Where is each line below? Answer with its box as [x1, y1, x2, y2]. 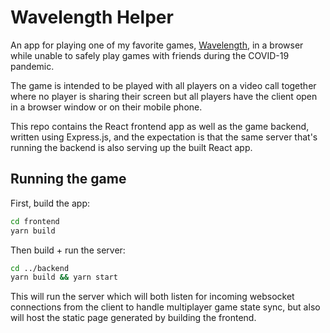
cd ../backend [10, 263, 70, 273]
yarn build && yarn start [10, 272, 118, 283]
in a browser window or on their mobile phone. [10, 101, 203, 113]
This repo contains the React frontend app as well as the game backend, [10, 120, 310, 132]
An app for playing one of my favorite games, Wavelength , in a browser [10, 39, 304, 51]
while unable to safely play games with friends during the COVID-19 [10, 49, 290, 61]
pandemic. [10, 60, 55, 72]
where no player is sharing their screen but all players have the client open [10, 90, 318, 102]
